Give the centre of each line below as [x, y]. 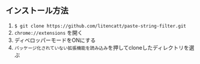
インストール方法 [37, 11]
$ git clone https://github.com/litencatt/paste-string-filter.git [100, 26]
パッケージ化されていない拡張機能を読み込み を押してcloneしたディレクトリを [101, 47]
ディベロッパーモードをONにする [55, 40]
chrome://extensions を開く [49, 32]
